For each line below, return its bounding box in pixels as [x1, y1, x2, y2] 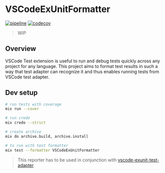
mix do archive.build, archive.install [5, 134, 89, 139]
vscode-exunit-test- [117, 157, 159, 163]
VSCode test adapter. [5, 74, 50, 80]
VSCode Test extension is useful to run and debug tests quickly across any [5, 58, 160, 64]
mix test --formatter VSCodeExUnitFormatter [5, 147, 100, 153]
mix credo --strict [5, 120, 46, 125]
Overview [5, 44, 37, 53]
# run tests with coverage [5, 102, 62, 107]
